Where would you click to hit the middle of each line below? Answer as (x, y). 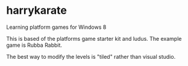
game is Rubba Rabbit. (34, 45)
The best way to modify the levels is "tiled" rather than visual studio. (91, 56)
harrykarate (37, 10)
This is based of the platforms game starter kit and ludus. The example (94, 38)
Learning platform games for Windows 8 (56, 27)
